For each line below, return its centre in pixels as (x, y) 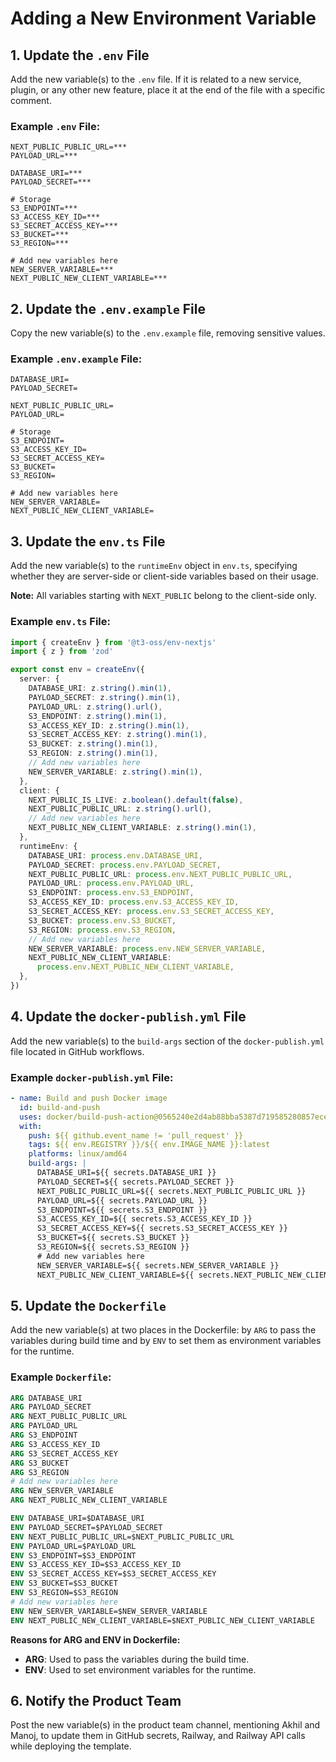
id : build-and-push (60, 1107)
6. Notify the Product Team (96, 1701)
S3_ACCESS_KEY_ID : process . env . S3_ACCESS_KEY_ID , (134, 902)
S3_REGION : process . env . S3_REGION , (102, 930)
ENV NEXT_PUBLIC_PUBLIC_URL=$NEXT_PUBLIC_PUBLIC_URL (122, 1537)
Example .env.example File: (76, 359)
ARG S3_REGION (40, 1472)
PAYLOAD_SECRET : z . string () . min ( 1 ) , (105, 697)
